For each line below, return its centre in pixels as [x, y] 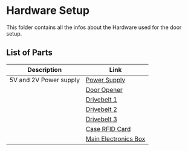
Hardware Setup [48, 11]
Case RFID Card [108, 129]
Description [44, 69]
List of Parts [29, 53]
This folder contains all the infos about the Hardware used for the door [94, 27]
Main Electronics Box [115, 138]
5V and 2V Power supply [45, 80]
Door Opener [104, 89]
